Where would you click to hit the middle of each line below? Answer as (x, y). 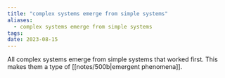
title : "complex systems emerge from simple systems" (88, 14)
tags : (15, 33)
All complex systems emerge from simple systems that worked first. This (112, 59)
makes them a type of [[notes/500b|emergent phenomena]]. (95, 67)
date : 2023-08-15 (33, 40)
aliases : (20, 20)
